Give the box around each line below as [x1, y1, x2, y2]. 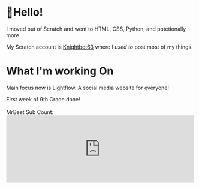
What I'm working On [6, 64, 114, 78]
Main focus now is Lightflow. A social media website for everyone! [6, 84, 170, 91]
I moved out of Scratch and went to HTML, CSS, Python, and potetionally [6, 25, 186, 32]
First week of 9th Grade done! [6, 95, 80, 103]
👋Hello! [6, 5, 43, 19]
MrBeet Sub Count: [6, 108, 54, 116]
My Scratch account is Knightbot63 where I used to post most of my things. [6, 43, 193, 50]
